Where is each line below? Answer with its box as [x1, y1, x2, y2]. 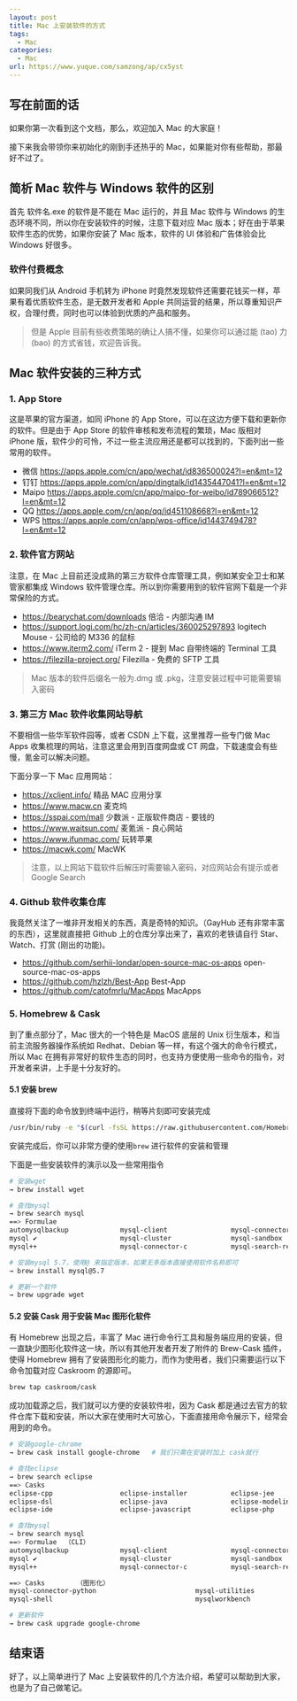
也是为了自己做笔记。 [9, 1682, 87, 1692]
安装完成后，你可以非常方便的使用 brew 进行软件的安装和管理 [9, 1140, 229, 1151]
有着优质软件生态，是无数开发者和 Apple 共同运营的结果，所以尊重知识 [16, 296, 276, 306]
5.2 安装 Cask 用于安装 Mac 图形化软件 [9, 1311, 152, 1321]
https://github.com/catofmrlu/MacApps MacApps [21, 986, 202, 996]
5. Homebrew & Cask [9, 1008, 101, 1020]
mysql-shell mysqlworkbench [9, 1595, 251, 1604]
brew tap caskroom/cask [9, 1383, 97, 1392]
